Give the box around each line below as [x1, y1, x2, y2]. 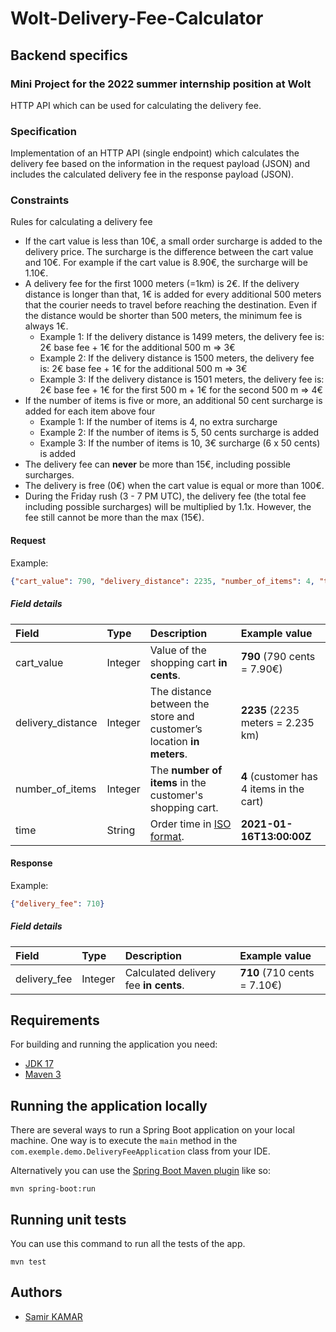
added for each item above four [24, 405, 156, 417]
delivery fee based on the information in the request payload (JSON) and [10, 158, 311, 170]
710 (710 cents [239, 965, 315, 979]
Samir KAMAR [24, 1310, 83, 1322]
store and [149, 709, 195, 723]
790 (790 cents [240, 649, 316, 663]
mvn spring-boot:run [10, 1184, 97, 1194]
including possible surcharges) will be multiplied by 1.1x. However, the [24, 501, 312, 513]
